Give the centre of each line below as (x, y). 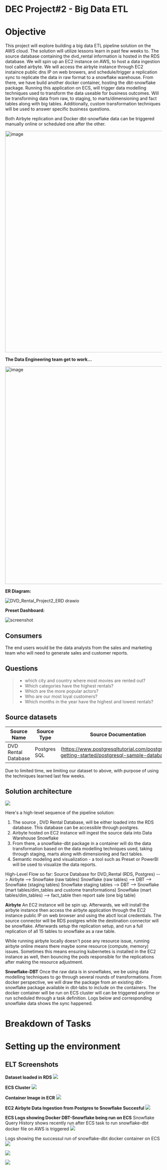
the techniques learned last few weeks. (45, 776)
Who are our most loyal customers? (61, 696)
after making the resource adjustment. (44, 962)
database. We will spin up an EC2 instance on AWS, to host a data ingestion (83, 62)
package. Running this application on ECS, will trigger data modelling (76, 88)
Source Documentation (118, 734)
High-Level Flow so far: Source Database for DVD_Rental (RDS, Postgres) (80, 874)
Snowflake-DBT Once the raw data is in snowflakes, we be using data (77, 972)
